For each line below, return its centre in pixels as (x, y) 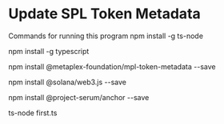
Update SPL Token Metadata (105, 14)
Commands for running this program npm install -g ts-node (106, 36)
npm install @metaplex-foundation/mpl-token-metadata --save (112, 66)
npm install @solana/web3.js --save (67, 82)
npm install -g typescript (49, 51)
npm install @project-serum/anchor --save (79, 97)
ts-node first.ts (33, 113)
